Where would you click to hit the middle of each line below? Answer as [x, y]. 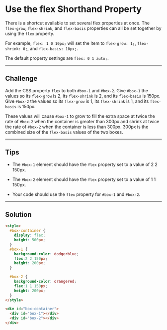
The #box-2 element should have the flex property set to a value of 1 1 [84, 179]
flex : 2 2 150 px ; [31, 258]
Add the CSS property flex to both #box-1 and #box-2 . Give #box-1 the [77, 90]
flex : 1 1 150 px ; [31, 286]
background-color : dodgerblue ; [46, 254]
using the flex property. [30, 33]
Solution [18, 215]
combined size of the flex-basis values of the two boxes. [64, 132]
